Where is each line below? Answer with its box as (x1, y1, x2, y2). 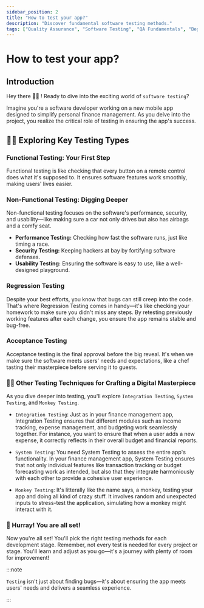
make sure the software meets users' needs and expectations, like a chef (6, 357, 189, 364)
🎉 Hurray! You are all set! (6, 521, 81, 529)
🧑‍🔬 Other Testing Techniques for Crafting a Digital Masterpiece (6, 379, 196, 387)
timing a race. (15, 240, 50, 248)
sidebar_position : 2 (6, 9, 59, 15)
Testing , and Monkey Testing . (6, 399, 80, 406)
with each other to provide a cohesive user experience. (15, 474, 154, 482)
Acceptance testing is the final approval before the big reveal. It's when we (6, 350, 194, 357)
